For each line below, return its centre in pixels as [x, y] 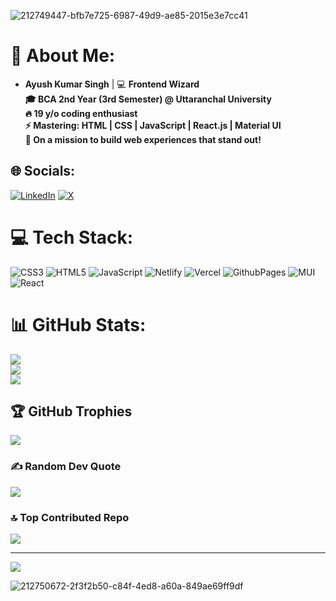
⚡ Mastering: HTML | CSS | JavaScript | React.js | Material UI [153, 125]
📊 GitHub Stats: [78, 324]
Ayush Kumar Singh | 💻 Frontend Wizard [112, 84]
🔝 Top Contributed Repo [70, 517]
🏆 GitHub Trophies [71, 411]
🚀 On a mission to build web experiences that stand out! [143, 139]
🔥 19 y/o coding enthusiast [81, 113]
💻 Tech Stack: [72, 237]
